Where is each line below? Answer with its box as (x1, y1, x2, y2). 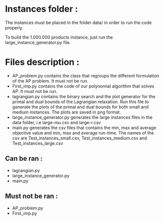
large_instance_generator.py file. (5, 39, 71, 45)
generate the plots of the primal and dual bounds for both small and (12, 104, 149, 110)
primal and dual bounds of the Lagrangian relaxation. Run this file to (12, 99, 149, 105)
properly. (5, 24, 23, 30)
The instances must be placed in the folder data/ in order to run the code (5, 20, 152, 25)
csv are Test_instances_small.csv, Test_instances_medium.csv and (12, 135, 147, 141)
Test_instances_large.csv (12, 140, 64, 146)
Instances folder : (5, 3, 78, 15)
